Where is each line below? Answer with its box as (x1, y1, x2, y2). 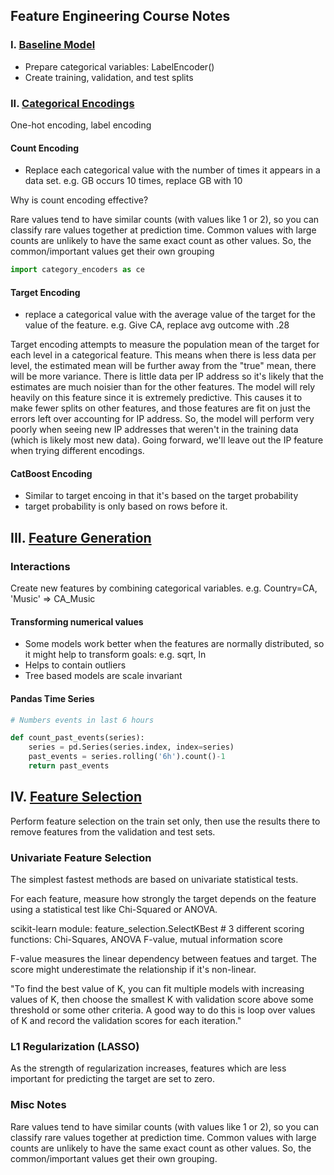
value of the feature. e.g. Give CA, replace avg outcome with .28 (24, 319, 290, 331)
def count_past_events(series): (10, 733, 145, 743)
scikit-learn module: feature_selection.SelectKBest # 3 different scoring (10, 923, 305, 935)
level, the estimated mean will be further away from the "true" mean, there (10, 360, 317, 372)
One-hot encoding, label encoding (10, 119, 152, 131)
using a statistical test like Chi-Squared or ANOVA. (10, 904, 218, 916)
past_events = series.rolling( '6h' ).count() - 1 (28, 752, 226, 762)
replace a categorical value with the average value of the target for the (24, 309, 316, 321)
